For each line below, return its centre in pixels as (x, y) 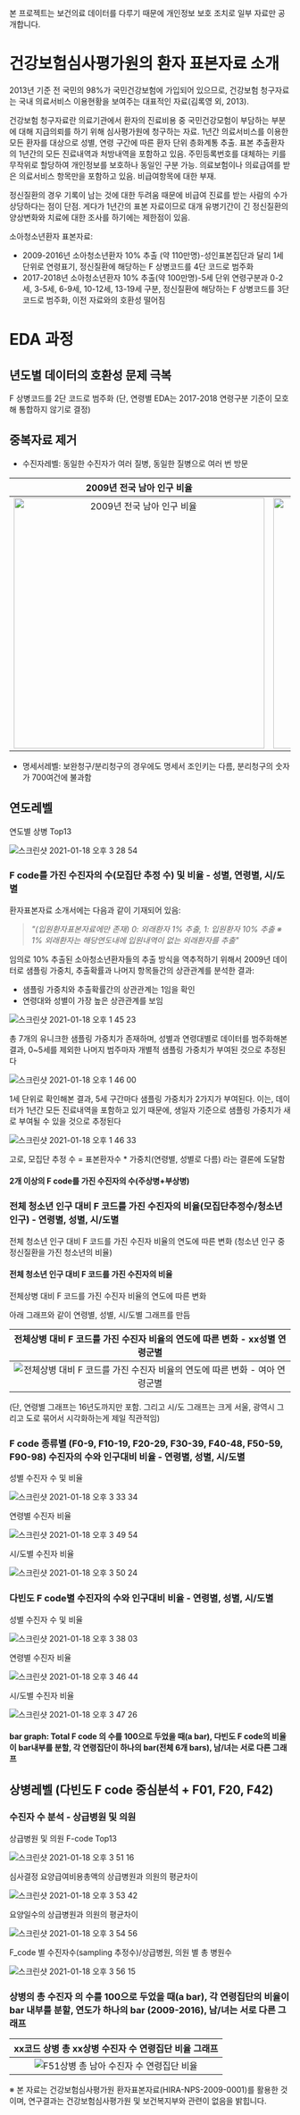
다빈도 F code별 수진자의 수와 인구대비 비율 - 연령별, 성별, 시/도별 (142, 1599)
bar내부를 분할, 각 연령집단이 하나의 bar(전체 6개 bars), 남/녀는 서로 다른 (145, 1748)
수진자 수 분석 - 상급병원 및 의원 (73, 1818)
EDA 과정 (42, 340)
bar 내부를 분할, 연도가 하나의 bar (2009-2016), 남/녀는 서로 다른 (142, 2010)
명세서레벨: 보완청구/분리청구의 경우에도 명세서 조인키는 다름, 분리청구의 (148, 765)
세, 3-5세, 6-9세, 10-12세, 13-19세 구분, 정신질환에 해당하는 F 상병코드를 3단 (156, 288)
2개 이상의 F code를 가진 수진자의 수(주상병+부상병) (100, 1181)
